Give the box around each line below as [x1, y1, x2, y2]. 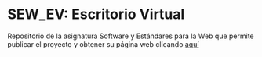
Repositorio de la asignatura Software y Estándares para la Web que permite [7, 31, 254, 41]
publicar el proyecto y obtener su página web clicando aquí [7, 39, 199, 48]
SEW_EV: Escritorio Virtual [7, 5, 185, 23]
